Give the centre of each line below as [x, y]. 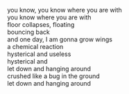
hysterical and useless [39, 54]
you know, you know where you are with [65, 10]
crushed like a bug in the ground [54, 76]
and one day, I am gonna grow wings [60, 39]
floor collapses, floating [41, 25]
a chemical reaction [35, 47]
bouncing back [28, 32]
